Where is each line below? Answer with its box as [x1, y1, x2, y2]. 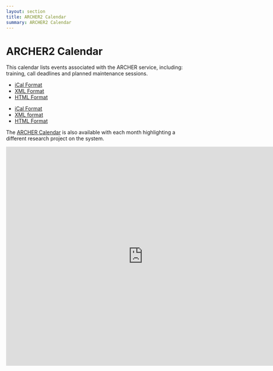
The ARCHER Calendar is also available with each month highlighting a [6, 129, 176, 136]
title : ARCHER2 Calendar [6, 14, 66, 20]
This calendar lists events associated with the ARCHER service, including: [6, 64, 183, 71]
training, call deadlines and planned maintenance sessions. [6, 70, 148, 77]
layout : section [6, 8, 45, 15]
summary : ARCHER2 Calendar [6, 19, 72, 25]
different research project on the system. [6, 135, 104, 142]
